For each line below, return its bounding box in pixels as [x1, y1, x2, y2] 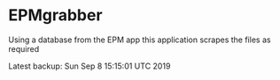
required [8, 43, 40, 54]
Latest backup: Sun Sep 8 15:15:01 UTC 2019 [8, 61, 171, 71]
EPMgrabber [8, 5, 103, 25]
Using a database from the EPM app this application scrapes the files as [8, 34, 271, 45]
